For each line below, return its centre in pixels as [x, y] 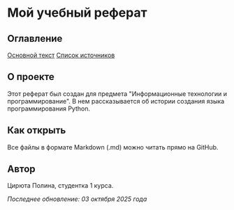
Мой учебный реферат [78, 13]
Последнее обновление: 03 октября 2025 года [77, 199]
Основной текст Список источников [61, 55]
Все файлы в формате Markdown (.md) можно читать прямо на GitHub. [113, 147]
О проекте [31, 77]
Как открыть [37, 130]
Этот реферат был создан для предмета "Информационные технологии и [117, 94]
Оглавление [35, 39]
